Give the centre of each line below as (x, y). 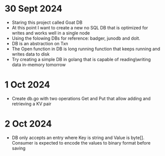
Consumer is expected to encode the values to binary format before (81, 143)
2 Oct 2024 (28, 124)
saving (19, 148)
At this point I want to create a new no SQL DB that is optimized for (80, 27)
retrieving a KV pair (31, 104)
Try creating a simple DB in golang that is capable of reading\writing (81, 59)
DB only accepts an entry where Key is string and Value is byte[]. (78, 138)
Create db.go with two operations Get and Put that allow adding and (81, 98)
